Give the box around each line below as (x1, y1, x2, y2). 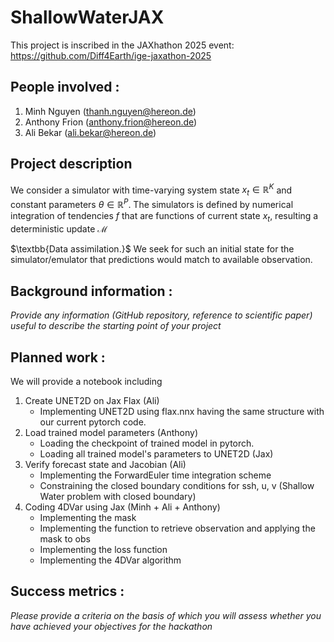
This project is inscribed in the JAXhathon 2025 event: (10, 39, 235, 51)
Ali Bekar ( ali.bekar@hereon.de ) (24, 126, 157, 138)
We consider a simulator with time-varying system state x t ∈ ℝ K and (10, 182, 293, 198)
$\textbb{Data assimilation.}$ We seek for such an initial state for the (10, 243, 295, 255)
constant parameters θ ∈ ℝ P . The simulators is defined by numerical (10, 197, 294, 210)
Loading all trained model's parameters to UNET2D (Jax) (39, 448, 274, 460)
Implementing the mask (39, 512, 137, 524)
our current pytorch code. (39, 416, 147, 428)
